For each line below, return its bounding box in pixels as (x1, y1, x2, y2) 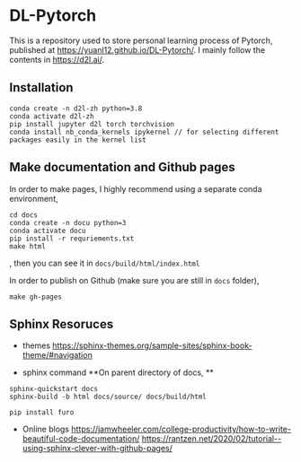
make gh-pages (9, 292, 63, 301)
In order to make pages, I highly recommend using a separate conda (9, 183, 262, 194)
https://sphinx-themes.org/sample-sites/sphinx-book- (52, 340, 253, 351)
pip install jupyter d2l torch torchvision (9, 119, 175, 128)
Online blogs (22, 423, 70, 435)
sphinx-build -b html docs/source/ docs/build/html (9, 392, 207, 402)
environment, (9, 193, 58, 204)
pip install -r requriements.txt (9, 234, 135, 243)
